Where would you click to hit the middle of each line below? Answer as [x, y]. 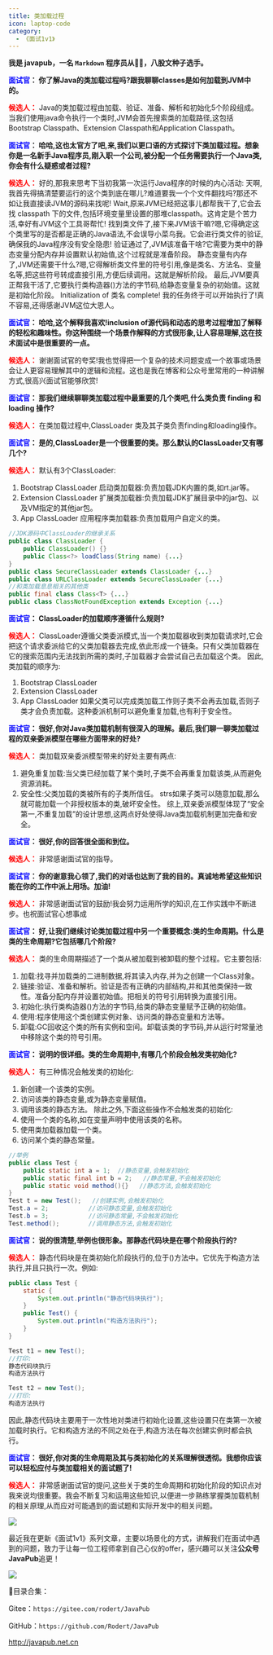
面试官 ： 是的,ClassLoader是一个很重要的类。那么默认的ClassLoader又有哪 [136, 443]
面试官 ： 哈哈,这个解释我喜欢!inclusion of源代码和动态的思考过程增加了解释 [135, 323]
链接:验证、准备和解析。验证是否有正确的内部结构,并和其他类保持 [129, 986]
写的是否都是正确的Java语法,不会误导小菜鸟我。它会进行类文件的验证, [147, 234]
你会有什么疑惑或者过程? [50, 166]
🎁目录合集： [29, 1591]
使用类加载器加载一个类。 [63, 1130]
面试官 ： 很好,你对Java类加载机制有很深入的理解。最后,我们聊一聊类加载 [130, 728]
